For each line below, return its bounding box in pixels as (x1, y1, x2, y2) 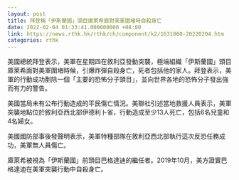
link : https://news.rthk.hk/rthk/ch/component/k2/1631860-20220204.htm (7, 30, 224, 38)
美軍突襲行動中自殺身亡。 (31, 165, 107, 174)
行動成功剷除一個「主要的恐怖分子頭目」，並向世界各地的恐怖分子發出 (19, 75, 223, 84)
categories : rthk (7, 37, 59, 44)
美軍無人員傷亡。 (19, 141, 70, 149)
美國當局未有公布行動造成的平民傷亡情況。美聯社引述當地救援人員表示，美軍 (7, 99, 232, 107)
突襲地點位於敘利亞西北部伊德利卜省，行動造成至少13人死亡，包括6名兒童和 (7, 108, 230, 117)
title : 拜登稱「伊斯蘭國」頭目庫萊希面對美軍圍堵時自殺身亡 (7, 17, 162, 24)
